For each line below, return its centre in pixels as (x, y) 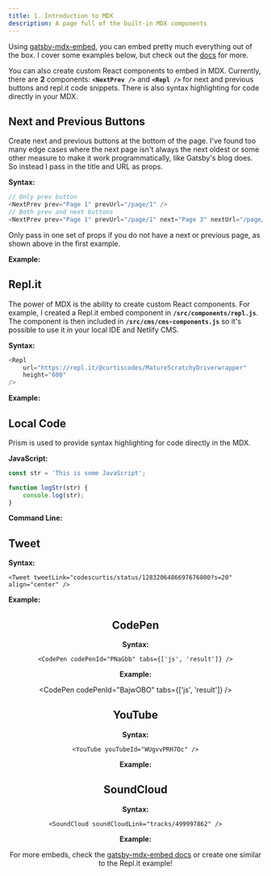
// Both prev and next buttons (61, 212)
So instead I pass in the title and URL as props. (86, 167)
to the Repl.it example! (135, 863)
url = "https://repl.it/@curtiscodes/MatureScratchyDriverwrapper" (135, 368)
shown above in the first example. (65, 244)
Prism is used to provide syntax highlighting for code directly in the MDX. (130, 442)
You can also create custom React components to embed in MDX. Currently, (135, 70)
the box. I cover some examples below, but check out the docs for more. (129, 55)
